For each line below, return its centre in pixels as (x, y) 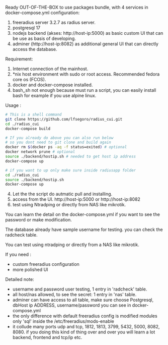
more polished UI (30, 270)
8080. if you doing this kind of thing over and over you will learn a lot (84, 332)
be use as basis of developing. (44, 38)
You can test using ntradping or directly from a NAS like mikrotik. (72, 245)
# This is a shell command (33, 114)
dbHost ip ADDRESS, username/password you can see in (72, 305)
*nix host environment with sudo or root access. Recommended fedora (86, 74)
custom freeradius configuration (46, 264)
